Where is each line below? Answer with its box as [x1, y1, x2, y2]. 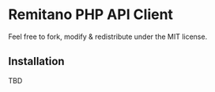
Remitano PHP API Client [8, 6, 174, 24]
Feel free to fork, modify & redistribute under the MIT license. [8, 32, 208, 41]
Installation [8, 55, 65, 68]
